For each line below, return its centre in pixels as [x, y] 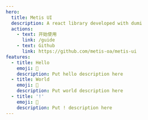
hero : [12, 12]
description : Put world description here [70, 91]
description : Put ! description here [65, 108]
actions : [22, 29]
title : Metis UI [32, 18]
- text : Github [36, 46]
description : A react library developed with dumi [77, 23]
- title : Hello [30, 62]
